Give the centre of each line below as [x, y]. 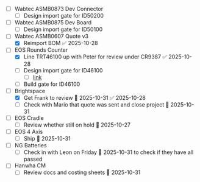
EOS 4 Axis [29, 131]
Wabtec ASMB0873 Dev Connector [59, 9]
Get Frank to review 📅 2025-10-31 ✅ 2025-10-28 [84, 97]
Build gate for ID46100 [52, 84]
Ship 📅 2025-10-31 [47, 139]
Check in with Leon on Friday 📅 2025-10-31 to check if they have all [109, 152]
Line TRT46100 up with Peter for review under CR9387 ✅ [95, 57]
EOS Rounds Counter [41, 50]
